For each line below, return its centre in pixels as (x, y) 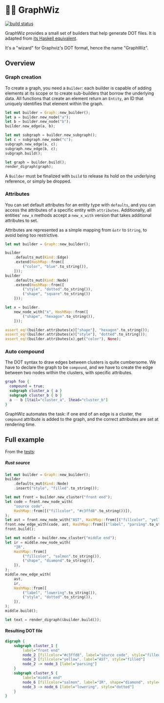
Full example (25, 440)
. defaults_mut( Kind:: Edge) (41, 258)
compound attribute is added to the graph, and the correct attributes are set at (82, 419)
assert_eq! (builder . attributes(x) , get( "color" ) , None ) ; (63, 339)
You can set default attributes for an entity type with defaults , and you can (80, 205)
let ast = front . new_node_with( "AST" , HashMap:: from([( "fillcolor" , (76, 520)
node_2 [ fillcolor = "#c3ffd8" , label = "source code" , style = (84, 655)
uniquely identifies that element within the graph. (54, 104)
